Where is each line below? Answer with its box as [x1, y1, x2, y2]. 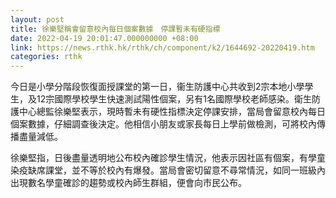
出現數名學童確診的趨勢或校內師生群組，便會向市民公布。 [10, 177, 247, 189]
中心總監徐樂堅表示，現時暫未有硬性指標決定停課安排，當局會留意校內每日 [18, 106, 326, 118]
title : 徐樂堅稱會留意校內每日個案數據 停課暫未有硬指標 [10, 24, 221, 34]
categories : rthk [10, 52, 83, 62]
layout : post [10, 14, 65, 25]
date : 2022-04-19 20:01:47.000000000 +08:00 [10, 33, 199, 43]
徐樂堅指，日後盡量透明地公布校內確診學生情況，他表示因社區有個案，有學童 [10, 152, 326, 164]
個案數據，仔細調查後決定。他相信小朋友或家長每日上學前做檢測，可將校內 [10, 118, 317, 130]
